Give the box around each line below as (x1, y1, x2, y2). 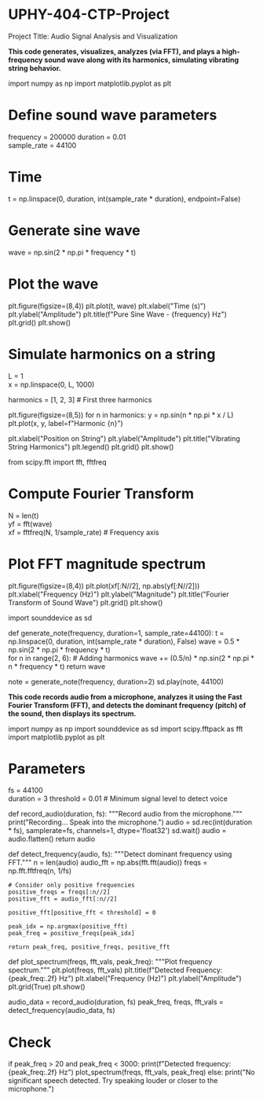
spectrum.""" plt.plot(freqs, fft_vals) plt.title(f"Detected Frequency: (8, 965, 223, 975)
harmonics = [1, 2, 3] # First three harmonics (8, 395, 152, 404)
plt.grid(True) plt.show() (8, 982, 86, 992)
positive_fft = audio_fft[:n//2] (8, 895, 118, 903)
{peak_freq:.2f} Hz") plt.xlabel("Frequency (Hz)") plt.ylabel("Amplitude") (8, 974, 242, 983)
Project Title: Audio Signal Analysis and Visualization (8, 31, 178, 41)
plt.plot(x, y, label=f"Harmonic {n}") (8, 418, 123, 428)
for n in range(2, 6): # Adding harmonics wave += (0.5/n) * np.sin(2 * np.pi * (8, 653, 255, 662)
